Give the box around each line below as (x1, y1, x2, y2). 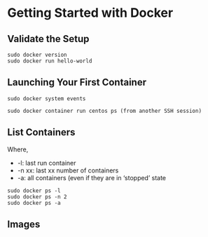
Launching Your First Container (7, 76, 147, 88)
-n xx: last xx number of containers (17, 166, 119, 175)
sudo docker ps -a (7, 199, 61, 206)
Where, (7, 145, 29, 154)
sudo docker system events (7, 95, 86, 102)
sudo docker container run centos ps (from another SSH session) (7, 107, 202, 114)
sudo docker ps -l (7, 187, 61, 194)
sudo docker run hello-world (7, 57, 92, 65)
